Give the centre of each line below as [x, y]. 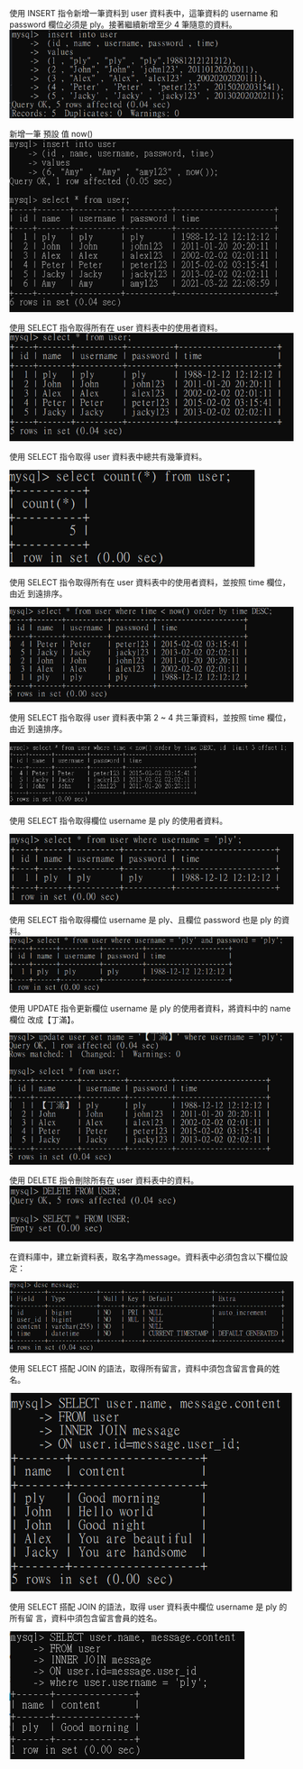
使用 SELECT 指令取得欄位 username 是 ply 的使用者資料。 [119, 821]
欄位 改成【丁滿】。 [44, 1019]
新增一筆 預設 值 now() [51, 134]
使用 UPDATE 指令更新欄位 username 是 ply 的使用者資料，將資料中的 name [150, 1008]
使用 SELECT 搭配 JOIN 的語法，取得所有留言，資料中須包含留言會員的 [141, 1368]
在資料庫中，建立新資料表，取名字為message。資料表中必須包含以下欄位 [145, 1257]
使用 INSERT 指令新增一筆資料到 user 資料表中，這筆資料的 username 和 [144, 13]
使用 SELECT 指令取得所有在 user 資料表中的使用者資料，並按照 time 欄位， [150, 582]
